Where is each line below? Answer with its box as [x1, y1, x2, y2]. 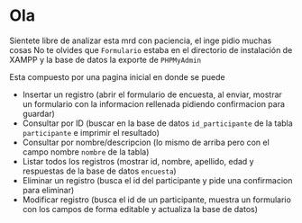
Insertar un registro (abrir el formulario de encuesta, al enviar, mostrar [22, 89, 282, 100]
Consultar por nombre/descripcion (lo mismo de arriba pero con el [22, 137, 270, 147]
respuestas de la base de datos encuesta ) [22, 165, 178, 176]
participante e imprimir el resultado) [22, 127, 160, 138]
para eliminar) [22, 184, 75, 195]
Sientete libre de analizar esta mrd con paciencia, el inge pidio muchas [9, 35, 272, 46]
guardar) [22, 108, 56, 119]
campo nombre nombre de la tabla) [22, 146, 150, 157]
